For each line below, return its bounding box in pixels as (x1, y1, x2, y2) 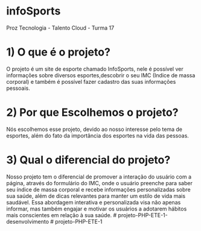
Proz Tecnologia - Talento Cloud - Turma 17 (6, 24, 115, 31)
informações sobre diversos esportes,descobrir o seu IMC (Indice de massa (6, 71, 196, 79)
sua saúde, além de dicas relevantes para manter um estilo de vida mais (6, 192, 186, 200)
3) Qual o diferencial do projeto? (6, 153, 171, 166)
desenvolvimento (6, 218, 49, 225)
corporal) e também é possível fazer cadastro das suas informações (6, 78, 176, 85)
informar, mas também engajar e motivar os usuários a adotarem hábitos (6, 205, 187, 212)
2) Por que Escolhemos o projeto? (6, 106, 179, 119)
